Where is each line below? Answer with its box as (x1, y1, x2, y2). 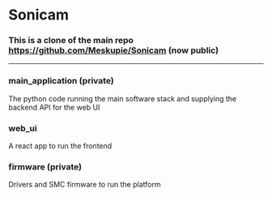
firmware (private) (8, 161, 83, 172)
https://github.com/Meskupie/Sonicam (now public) (8, 45, 219, 56)
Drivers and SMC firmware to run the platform (8, 180, 161, 190)
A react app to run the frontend (8, 141, 113, 151)
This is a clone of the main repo (8, 35, 134, 46)
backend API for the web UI (8, 102, 100, 112)
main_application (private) (8, 75, 115, 87)
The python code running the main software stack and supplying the (8, 93, 237, 103)
